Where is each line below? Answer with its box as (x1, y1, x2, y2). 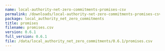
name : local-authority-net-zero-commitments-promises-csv (5, 7, 126, 12)
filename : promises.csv (5, 25, 54, 30)
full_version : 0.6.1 (5, 34, 48, 39)
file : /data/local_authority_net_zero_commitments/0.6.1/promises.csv (5, 39, 153, 44)
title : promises (5, 20, 38, 26)
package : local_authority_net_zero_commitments (5, 16, 105, 21)
